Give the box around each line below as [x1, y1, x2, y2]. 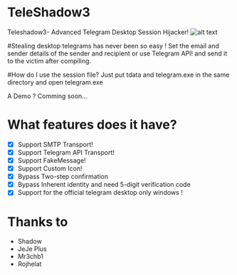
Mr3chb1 [17, 252, 44, 261]
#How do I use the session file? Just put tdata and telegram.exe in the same [7, 70, 230, 79]
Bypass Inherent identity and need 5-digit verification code [17, 180, 191, 189]
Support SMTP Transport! [17, 140, 94, 149]
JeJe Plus [17, 244, 48, 253]
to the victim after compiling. [7, 56, 91, 65]
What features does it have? [7, 117, 177, 133]
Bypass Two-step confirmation [17, 172, 109, 181]
